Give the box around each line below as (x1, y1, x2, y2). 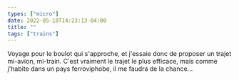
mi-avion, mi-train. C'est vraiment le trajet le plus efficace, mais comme (7, 57, 218, 66)
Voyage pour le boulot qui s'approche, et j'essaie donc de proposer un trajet (7, 50, 232, 58)
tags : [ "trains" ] (7, 30, 59, 38)
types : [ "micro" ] (7, 10, 59, 18)
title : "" (7, 23, 37, 30)
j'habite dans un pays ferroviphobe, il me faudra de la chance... (7, 64, 193, 73)
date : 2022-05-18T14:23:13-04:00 (7, 17, 107, 24)
